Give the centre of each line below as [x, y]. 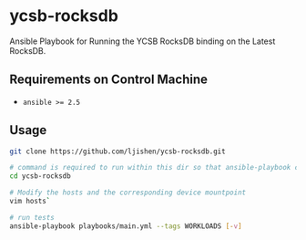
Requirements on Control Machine [108, 80]
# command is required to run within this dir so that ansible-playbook [150, 168]
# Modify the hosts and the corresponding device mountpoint [128, 193]
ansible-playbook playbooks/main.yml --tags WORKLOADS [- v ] [126, 226]
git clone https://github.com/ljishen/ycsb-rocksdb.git [117, 151]
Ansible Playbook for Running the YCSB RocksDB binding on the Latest [143, 41]
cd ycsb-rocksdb [40, 176]
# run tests [32, 217]
